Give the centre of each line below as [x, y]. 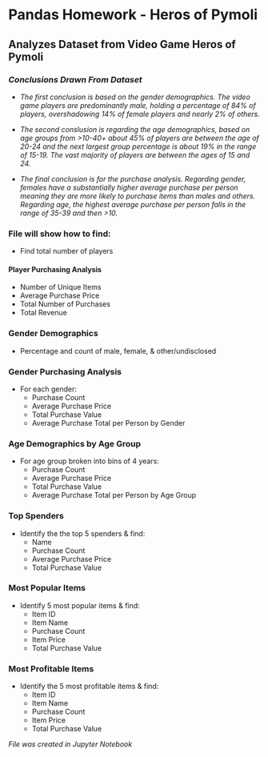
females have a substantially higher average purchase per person [129, 187]
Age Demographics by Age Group [75, 443]
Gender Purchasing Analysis [65, 371]
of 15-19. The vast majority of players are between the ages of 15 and [135, 154]
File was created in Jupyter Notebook [70, 744]
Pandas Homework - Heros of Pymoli [133, 15]
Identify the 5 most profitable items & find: [89, 687]
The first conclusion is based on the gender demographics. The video [135, 97]
